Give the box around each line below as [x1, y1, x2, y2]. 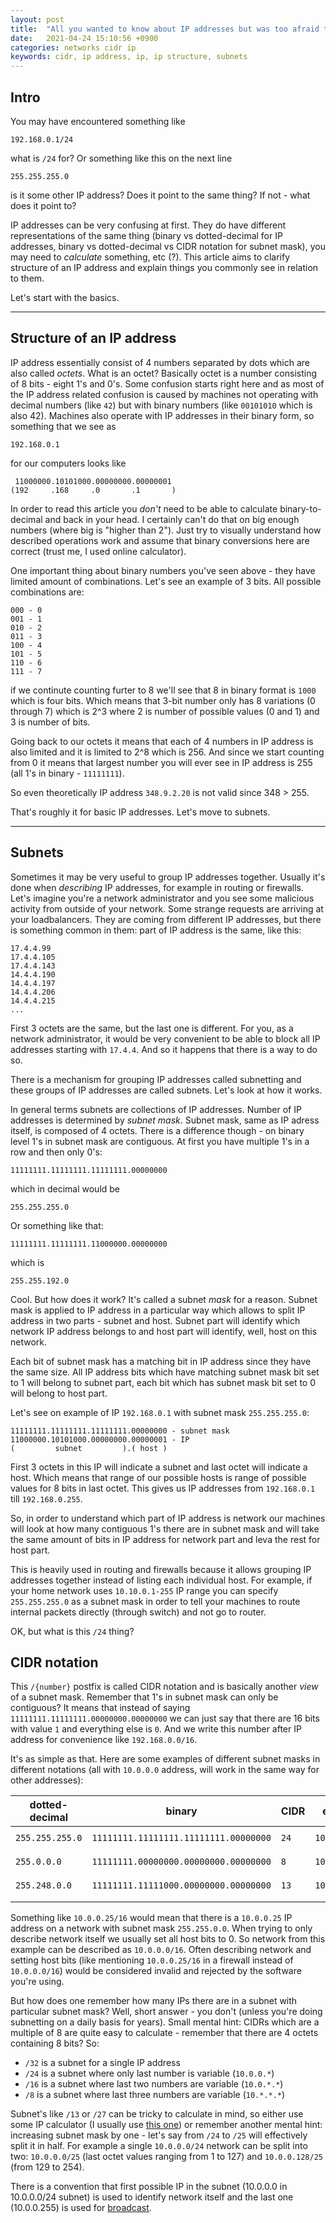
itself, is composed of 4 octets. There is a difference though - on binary [10, 1124, 305, 1136]
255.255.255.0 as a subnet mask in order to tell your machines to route [10, 1595, 301, 1607]
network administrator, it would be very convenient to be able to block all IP [10, 1032, 321, 1045]
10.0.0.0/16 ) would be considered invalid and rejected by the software [10, 1965, 302, 1977]
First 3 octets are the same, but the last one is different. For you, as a [10, 1022, 294, 1034]
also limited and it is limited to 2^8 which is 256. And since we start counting [10, 746, 325, 758]
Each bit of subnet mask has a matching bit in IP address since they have [10, 1355, 312, 1367]
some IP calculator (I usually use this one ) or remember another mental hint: [10, 2119, 323, 2131]
